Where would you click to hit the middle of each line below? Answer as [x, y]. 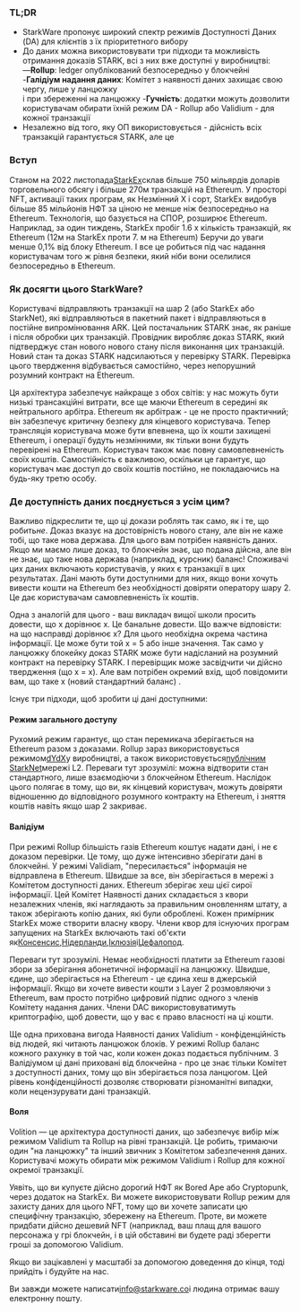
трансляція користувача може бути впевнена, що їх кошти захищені [140, 430]
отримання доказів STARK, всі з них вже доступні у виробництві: [146, 61]
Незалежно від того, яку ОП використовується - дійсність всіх [142, 127]
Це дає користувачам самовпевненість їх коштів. [104, 598]
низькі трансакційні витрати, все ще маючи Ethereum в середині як [139, 402]
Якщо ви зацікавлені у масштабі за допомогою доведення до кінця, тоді [147, 1262]
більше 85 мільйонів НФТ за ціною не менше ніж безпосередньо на [139, 208]
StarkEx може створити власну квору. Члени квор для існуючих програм [149, 923]
